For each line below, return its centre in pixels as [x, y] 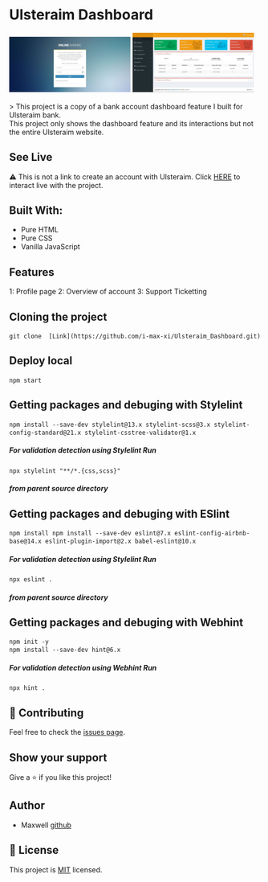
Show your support [58, 757]
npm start [26, 380]
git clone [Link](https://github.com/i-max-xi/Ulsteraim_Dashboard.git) [135, 336]
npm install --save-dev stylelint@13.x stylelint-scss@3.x [110, 425]
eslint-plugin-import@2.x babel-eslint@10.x [120, 542]
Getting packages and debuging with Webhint [126, 623]
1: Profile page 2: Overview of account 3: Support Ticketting [108, 292]
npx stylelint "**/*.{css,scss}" [65, 471]
